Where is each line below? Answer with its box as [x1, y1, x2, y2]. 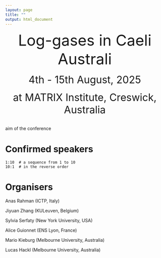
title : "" [5, 12, 26, 17]
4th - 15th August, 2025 [28, 73, 141, 87]
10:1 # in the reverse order [5, 164, 69, 169]
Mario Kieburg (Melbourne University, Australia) [5, 237, 105, 243]
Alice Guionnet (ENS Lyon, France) [5, 227, 77, 233]
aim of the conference [5, 125, 51, 132]
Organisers [5, 181, 53, 193]
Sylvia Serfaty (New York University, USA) [5, 218, 93, 224]
